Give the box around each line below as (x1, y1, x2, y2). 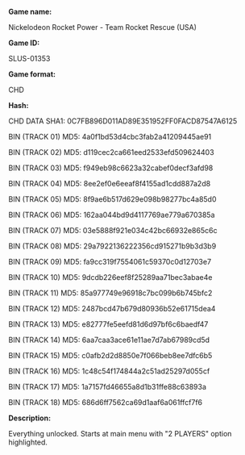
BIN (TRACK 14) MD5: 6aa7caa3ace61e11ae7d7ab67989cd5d (8, 335, 210, 344)
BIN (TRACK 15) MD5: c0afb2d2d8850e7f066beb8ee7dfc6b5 (8, 351, 213, 360)
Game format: (8, 69, 56, 79)
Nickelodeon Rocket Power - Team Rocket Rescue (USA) (8, 23, 197, 31)
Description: (8, 413, 51, 423)
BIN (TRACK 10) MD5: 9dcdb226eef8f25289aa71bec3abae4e (8, 273, 213, 282)
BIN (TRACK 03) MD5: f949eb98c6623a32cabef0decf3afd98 (8, 163, 214, 173)
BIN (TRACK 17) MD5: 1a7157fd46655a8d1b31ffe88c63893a (8, 382, 207, 391)
